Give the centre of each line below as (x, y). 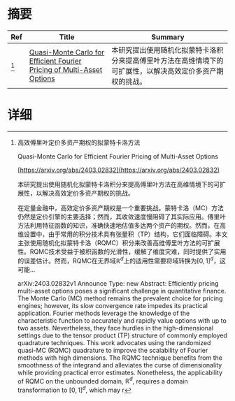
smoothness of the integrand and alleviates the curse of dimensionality (120, 365)
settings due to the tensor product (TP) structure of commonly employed (122, 335)
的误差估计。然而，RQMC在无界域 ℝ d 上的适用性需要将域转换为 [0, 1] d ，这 (121, 260)
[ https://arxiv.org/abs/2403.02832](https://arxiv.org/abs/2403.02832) (119, 170)
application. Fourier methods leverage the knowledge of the (104, 313)
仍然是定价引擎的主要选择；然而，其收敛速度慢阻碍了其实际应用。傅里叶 (121, 217)
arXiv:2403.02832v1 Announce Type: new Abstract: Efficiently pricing (118, 283)
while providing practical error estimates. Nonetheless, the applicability (120, 372)
